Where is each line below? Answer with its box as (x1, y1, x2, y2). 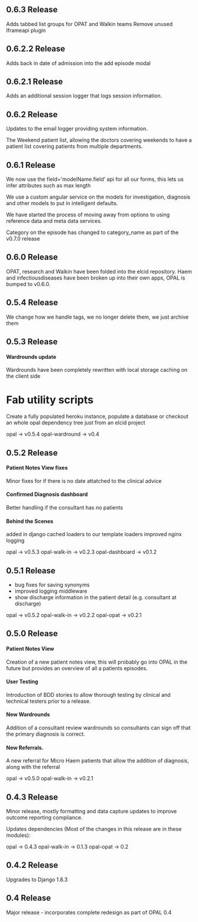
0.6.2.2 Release (6, 44, 66, 54)
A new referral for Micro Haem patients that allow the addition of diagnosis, (6, 757, 189, 764)
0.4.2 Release (6, 860, 59, 871)
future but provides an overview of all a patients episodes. (6, 664, 148, 671)
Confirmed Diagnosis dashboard (6, 491, 88, 498)
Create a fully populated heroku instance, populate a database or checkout (6, 413, 189, 420)
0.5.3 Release (6, 337, 58, 347)
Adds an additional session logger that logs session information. (6, 92, 163, 99)
